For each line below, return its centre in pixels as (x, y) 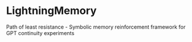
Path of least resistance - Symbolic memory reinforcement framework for (96, 27)
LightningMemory (51, 11)
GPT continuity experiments (40, 33)
